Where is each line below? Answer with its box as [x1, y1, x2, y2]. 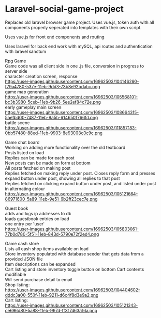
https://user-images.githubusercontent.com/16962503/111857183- [5, 125, 137, 130]
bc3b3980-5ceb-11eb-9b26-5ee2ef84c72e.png [5, 99, 101, 105]
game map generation [5, 89, 49, 95]
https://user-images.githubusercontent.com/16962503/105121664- [5, 191, 138, 197]
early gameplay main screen [5, 104, 61, 110]
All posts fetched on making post [5, 165, 71, 171]
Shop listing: [5, 282, 30, 287]
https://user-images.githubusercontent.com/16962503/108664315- [5, 109, 139, 115]
